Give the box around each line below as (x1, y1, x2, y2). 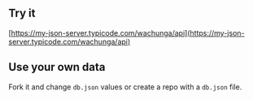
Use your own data (8, 60, 106, 74)
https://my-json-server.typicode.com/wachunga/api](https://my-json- (11, 28, 245, 37)
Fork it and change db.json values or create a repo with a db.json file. (8, 81, 242, 92)
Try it (8, 7, 36, 20)
